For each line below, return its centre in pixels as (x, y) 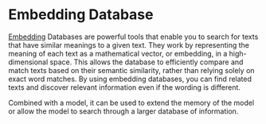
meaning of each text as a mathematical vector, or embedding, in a (118, 53)
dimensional (28, 62)
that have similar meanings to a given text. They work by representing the (129, 45)
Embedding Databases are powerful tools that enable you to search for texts (133, 37)
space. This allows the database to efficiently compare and (147, 62)
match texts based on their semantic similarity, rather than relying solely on (131, 70)
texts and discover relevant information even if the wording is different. (125, 87)
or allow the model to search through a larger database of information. (123, 111)
